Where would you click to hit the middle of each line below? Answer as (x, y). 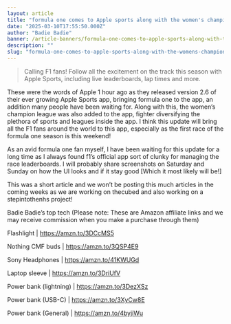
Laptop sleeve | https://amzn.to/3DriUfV (64, 273)
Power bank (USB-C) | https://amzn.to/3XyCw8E (76, 299)
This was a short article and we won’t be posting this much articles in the (111, 184)
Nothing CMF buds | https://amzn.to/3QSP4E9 (73, 246)
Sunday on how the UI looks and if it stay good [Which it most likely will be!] (114, 171)
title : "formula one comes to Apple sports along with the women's (106, 20)
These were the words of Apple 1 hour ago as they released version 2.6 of (112, 92)
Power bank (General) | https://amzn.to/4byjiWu (75, 313)
